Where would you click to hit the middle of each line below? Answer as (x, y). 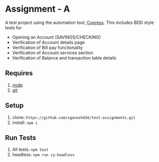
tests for (13, 27)
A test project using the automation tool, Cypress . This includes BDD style (79, 22)
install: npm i (25, 122)
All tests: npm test (30, 149)
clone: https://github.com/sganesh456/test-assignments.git (74, 117)
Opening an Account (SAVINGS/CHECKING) (57, 37)
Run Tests (21, 138)
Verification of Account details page (48, 42)
